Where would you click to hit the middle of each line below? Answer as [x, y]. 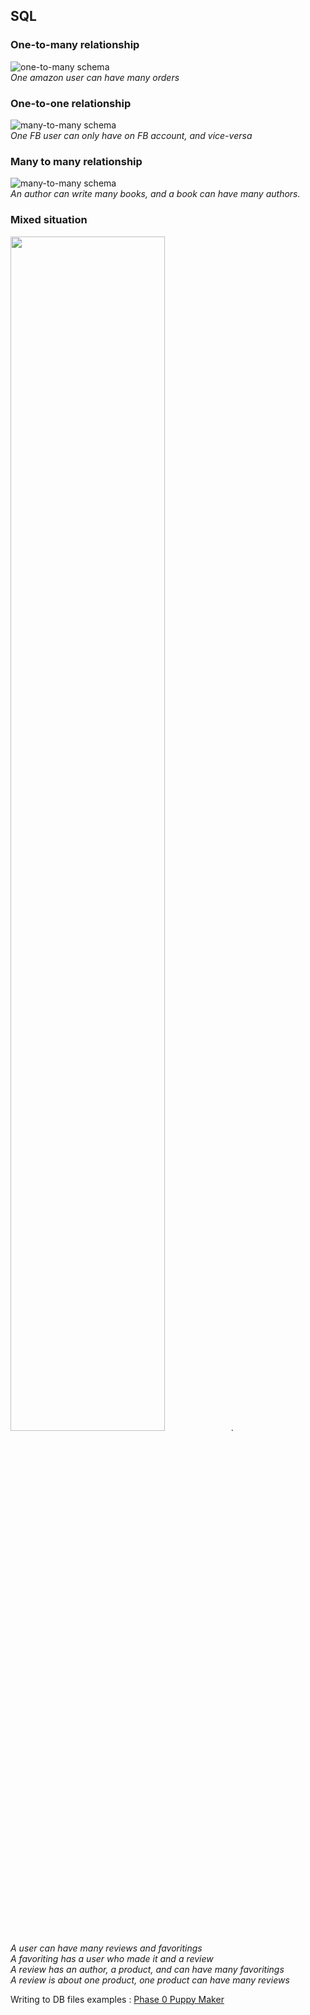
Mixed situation [49, 220]
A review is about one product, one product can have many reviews [150, 1980]
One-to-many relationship [75, 45]
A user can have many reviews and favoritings [106, 1948]
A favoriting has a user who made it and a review [112, 1958]
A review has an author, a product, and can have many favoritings [147, 1969]
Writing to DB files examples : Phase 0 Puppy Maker [117, 1999]
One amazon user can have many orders [95, 77]
